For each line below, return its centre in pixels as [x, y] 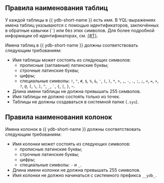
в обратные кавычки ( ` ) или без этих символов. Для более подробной [80, 30]
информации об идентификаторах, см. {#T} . [52, 35]
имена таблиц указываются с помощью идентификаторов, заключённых [82, 25]
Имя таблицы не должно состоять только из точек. [66, 96]
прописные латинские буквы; [51, 149]
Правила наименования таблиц [57, 8]
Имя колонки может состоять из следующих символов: [71, 144]
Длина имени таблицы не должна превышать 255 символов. [77, 91]
